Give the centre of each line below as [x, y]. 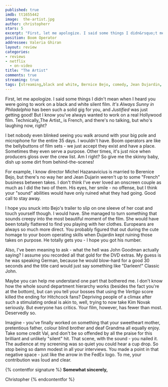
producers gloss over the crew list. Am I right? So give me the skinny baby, [82, 157]
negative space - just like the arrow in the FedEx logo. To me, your [73, 354]
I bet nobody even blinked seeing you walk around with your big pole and [81, 135]
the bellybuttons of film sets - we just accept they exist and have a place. [80, 146]
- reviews [15, 56]
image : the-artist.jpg [30, 19]
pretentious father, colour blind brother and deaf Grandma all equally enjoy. [83, 328]
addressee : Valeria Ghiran [33, 43]
